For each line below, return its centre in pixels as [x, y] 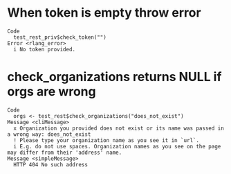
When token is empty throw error [104, 13]
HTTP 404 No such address [51, 164]
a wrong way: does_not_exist [49, 134]
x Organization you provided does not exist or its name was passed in [119, 128]
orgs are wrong [52, 92]
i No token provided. [45, 49]
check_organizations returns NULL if [114, 77]
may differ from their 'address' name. [65, 153]
